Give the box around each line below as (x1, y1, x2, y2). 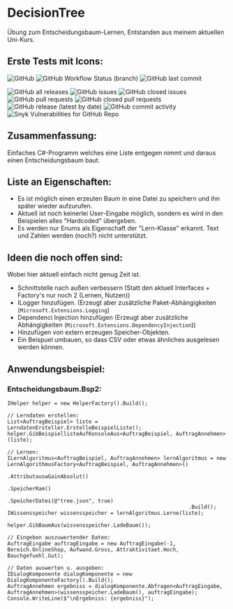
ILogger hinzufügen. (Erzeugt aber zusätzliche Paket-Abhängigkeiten (17, 298, 216, 307)
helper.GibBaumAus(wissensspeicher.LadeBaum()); (7, 521, 151, 529)
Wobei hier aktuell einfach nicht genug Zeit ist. (7, 270, 141, 279)
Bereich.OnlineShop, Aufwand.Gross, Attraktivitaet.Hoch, (7, 546, 179, 553)
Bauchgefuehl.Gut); (7, 552, 64, 559)
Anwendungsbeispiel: (7, 363, 105, 375)
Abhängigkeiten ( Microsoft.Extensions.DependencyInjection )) (17, 321, 197, 329)
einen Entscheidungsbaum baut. (7, 155, 100, 164)
